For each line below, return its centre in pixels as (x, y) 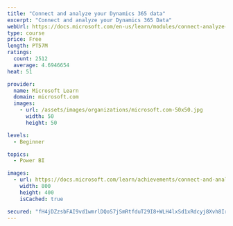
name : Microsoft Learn (46, 91)
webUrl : (18, 26)
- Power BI (29, 161)
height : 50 (41, 123)
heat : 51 (20, 71)
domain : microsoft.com (46, 97)
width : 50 (40, 116)
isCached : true (42, 199)
